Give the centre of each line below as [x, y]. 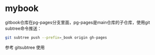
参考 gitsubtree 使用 [25, 47]
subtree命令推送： [23, 28]
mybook [22, 8]
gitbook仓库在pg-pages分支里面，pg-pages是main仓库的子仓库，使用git [77, 22]
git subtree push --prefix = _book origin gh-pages [56, 37]
